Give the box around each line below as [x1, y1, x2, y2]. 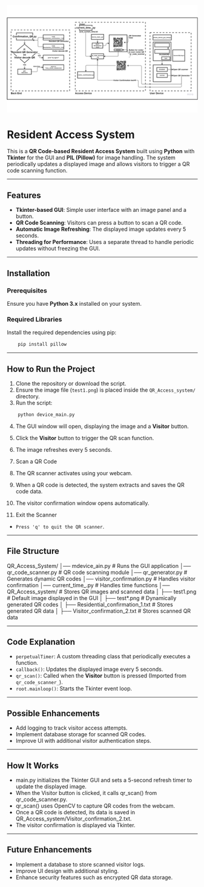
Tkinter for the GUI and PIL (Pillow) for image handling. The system [7, 154, 176, 162]
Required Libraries [7, 315, 62, 323]
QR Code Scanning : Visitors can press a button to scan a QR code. [15, 219, 183, 226]
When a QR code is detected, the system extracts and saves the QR [15, 481, 185, 489]
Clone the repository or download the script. [15, 380, 127, 387]
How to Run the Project [7, 364, 96, 374]
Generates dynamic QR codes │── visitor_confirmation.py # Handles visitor [7, 575, 196, 582]
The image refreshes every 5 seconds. [15, 446, 113, 453]
